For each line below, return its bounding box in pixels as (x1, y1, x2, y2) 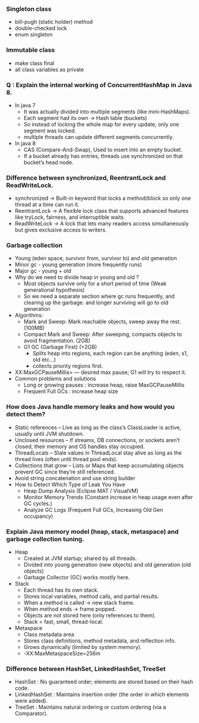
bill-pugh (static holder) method (14, 18, 93, 26)
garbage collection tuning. (6, 534, 84, 543)
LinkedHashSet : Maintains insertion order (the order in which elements (14, 691, 189, 698)
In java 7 (14, 101, 36, 109)
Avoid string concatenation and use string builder (14, 474, 135, 481)
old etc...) (32, 356, 56, 363)
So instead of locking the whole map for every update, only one (23, 120, 179, 128)
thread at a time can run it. (14, 201, 80, 208)
